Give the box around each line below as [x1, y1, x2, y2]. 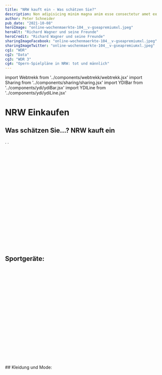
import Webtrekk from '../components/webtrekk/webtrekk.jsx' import [5, 75, 143, 81]
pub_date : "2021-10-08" [5, 20, 53, 26]
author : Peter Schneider [5, 16, 55, 21]
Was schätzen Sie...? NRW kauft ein [5, 126, 115, 134]
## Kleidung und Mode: [5, 364, 52, 370]
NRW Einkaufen [5, 107, 70, 118]
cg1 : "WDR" [5, 48, 27, 52]
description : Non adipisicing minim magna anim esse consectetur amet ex [5, 12, 158, 16]
